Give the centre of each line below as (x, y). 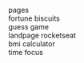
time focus (26, 52)
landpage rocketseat (42, 35)
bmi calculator (32, 44)
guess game (29, 27)
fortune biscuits (34, 18)
